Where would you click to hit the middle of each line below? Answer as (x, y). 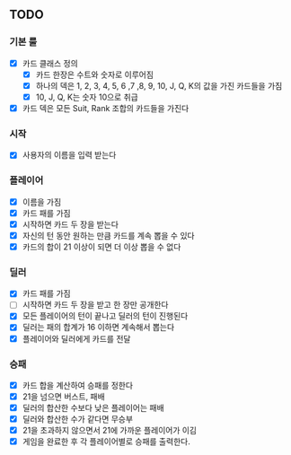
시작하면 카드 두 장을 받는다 (71, 224)
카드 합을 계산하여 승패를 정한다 (77, 385)
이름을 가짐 (42, 202)
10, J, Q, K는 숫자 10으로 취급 (87, 97)
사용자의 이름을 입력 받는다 (69, 155)
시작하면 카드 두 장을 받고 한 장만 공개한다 (95, 305)
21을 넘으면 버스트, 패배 (63, 396)
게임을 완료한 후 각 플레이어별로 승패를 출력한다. (106, 442)
